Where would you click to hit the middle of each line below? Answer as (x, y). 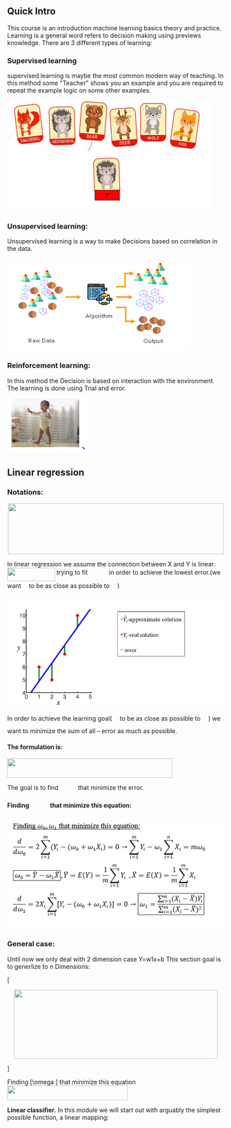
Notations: (25, 492)
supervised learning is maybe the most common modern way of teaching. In (115, 76)
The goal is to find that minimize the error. (76, 787)
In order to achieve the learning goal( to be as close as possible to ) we (114, 718)
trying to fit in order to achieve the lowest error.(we (138, 572)
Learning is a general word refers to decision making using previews (104, 35)
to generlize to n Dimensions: (49, 966)
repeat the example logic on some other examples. (79, 91)
